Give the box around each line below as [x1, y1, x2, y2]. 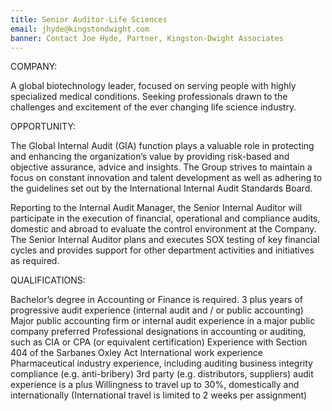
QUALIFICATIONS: [10, 274, 86, 286]
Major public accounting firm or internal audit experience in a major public [10, 315, 316, 327]
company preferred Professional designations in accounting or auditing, [10, 326, 307, 338]
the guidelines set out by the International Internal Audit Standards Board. [10, 182, 313, 195]
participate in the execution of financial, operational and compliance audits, [10, 212, 321, 225]
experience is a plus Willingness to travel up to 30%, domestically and [10, 379, 300, 391]
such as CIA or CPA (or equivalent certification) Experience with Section [10, 336, 308, 348]
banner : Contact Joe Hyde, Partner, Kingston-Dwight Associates [10, 33, 284, 43]
